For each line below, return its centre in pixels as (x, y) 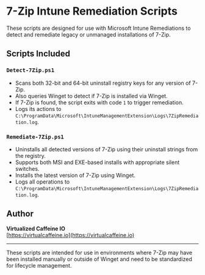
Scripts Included (38, 54)
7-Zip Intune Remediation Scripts (92, 11)
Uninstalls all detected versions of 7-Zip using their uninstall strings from (106, 149)
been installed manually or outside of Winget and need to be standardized (99, 259)
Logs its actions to (38, 109)
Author (20, 214)
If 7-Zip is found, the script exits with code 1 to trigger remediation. (99, 102)
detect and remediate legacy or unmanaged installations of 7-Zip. (88, 34)
